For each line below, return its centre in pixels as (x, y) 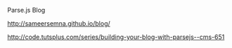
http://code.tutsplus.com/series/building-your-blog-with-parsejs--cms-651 (116, 37)
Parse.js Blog (26, 10)
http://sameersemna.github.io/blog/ (59, 23)
